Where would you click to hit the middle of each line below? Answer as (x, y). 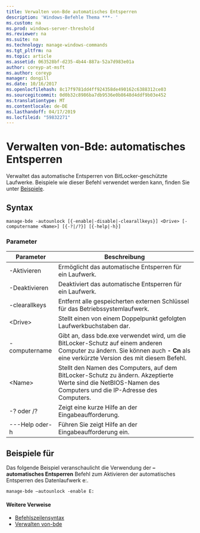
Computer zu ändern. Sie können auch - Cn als (124, 351)
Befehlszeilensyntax (39, 518)
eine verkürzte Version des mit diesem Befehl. (123, 358)
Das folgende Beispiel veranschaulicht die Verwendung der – (81, 468)
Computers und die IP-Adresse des (108, 390)
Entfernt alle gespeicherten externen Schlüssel (124, 301)
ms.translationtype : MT (36, 100)
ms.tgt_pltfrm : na (29, 51)
